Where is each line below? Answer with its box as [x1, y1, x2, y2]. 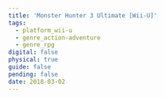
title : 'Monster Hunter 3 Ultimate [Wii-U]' [8, 11, 158, 20]
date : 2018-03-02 [8, 77, 66, 85]
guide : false [8, 63, 51, 71]
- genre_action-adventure [15, 33, 101, 42]
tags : [8, 19, 26, 27]
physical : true [8, 56, 59, 64]
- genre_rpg [15, 41, 55, 49]
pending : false [8, 70, 59, 78]
